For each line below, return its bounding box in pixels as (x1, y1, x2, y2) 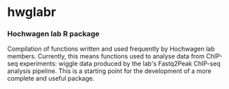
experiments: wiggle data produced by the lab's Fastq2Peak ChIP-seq (20, 60, 221, 68)
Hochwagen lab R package (7, 29, 100, 39)
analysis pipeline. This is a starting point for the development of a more (7, 67, 212, 75)
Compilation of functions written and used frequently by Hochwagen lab (7, 44, 215, 53)
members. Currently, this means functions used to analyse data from (7, 52, 205, 60)
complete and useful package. (7, 74, 95, 83)
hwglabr (7, 4, 57, 20)
